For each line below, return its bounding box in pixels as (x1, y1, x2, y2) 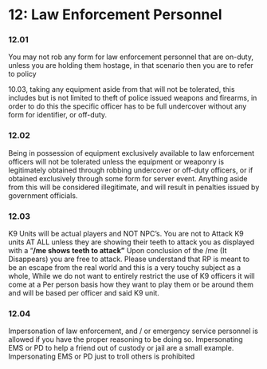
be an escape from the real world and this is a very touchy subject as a (8, 263, 241, 272)
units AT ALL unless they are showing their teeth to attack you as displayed (8, 237, 255, 247)
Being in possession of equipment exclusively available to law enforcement (8, 148, 255, 157)
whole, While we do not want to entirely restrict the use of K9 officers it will (8, 272, 255, 281)
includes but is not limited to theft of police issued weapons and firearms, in (8, 93, 257, 103)
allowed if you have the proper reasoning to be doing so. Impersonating (8, 335, 243, 344)
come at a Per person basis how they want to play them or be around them (8, 280, 253, 289)
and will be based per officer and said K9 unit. (8, 288, 159, 298)
